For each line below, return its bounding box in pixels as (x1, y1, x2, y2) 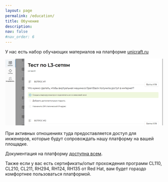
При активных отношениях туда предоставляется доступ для (5, 130, 136, 136)
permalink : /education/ (5, 13, 55, 18)
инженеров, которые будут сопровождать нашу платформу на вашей (5, 135, 154, 142)
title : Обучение (5, 18, 39, 23)
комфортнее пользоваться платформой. (5, 171, 91, 177)
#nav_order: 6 (5, 34, 35, 39)
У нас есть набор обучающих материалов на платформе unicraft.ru (5, 49, 149, 54)
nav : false (5, 29, 28, 34)
